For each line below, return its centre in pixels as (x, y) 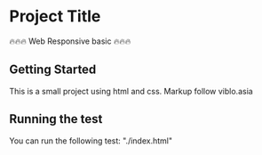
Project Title (55, 16)
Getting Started (53, 70)
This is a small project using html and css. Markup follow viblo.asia (131, 91)
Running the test (56, 119)
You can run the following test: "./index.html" (91, 141)
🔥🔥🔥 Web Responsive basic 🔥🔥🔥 (70, 41)
